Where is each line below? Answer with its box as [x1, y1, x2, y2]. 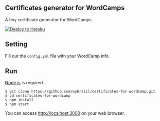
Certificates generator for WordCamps [5, 4, 125, 12]
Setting [5, 40, 28, 48]
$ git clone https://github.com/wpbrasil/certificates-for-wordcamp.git [5, 89, 156, 94]
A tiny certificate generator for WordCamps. [5, 16, 93, 22]
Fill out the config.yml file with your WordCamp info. [5, 53, 110, 59]
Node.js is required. [5, 80, 45, 86]
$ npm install [5, 98, 34, 103]
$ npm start [5, 102, 29, 107]
